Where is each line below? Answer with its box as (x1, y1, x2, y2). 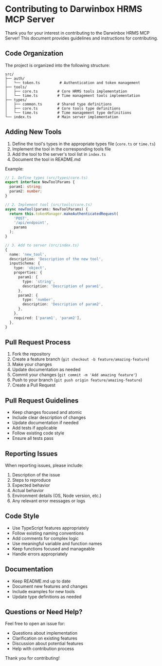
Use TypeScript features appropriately (12, 525, 89, 531)
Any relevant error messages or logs (12, 498, 86, 504)
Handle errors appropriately (12, 551, 68, 557)
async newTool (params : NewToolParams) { (5, 207, 89, 212)
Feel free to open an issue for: (5, 621, 66, 626)
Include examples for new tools (12, 588, 75, 594)
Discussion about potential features (12, 641, 84, 646)
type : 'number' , (22, 297, 55, 302)
